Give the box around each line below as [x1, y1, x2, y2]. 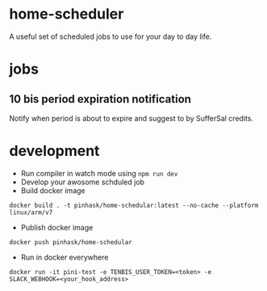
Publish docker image [20, 222, 94, 232]
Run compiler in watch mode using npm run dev [20, 168, 178, 178]
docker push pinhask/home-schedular [9, 238, 132, 247]
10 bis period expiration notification [9, 92, 192, 106]
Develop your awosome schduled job [20, 177, 144, 187]
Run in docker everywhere [20, 252, 109, 262]
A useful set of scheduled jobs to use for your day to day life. [9, 32, 212, 41]
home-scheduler [9, 5, 124, 23]
